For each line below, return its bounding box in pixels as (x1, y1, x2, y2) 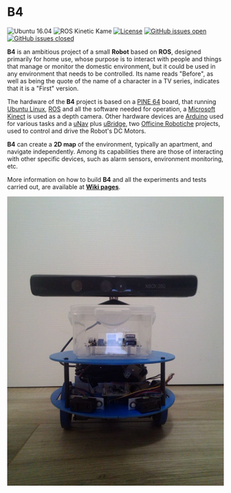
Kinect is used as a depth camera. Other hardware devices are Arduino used (7, 112, 223, 120)
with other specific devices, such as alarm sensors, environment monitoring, (7, 154, 223, 162)
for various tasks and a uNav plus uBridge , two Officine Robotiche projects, (7, 119, 221, 127)
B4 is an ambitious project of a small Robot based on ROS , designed (7, 48, 201, 56)
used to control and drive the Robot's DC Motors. (7, 127, 146, 135)
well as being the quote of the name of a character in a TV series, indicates (7, 76, 220, 85)
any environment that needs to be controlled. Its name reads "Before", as (7, 70, 214, 78)
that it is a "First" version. (7, 84, 79, 92)
